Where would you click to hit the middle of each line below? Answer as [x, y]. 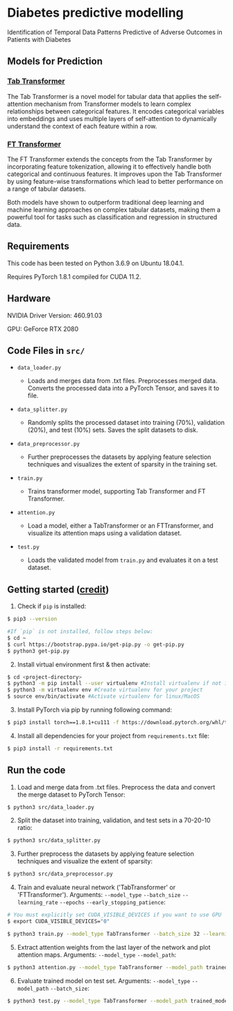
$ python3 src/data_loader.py [51, 807]
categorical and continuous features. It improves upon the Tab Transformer [115, 174]
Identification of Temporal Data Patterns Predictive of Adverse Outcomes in [115, 32]
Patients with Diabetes [39, 39]
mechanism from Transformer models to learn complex [113, 104]
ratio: [25, 828]
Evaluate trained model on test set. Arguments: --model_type [104, 980]
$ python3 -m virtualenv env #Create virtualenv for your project [105, 690]
